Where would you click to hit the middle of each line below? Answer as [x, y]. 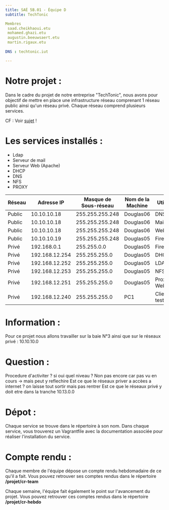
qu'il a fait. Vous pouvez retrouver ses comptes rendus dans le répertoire [81, 476]
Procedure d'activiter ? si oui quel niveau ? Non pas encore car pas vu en [81, 376]
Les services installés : [54, 141]
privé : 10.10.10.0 [22, 342]
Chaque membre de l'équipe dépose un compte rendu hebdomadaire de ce [83, 471]
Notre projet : [33, 81]
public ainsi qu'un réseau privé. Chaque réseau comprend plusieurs [75, 106]
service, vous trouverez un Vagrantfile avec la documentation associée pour [84, 431]
